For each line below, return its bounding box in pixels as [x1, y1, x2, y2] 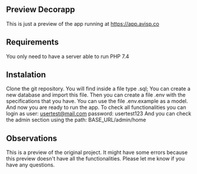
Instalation [6, 70, 46, 80]
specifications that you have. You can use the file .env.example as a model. [6, 98, 188, 105]
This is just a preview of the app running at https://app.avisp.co [6, 20, 160, 27]
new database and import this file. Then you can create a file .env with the [6, 91, 186, 98]
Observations [6, 133, 58, 143]
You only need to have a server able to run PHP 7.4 [6, 53, 129, 60]
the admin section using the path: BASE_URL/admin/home [6, 117, 146, 124]
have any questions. [6, 161, 55, 169]
